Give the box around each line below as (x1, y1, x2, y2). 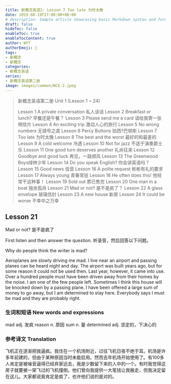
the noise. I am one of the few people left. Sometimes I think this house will (5, 279, 162, 285)
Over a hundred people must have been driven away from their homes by (5, 274, 159, 280)
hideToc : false (5, 26, 38, 32)
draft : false (5, 21, 33, 27)
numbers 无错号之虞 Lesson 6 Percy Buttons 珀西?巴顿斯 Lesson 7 (17, 128, 157, 134)
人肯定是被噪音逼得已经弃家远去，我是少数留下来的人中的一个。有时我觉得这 (5, 361, 166, 367)
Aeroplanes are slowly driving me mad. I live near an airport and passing (5, 257, 157, 263)
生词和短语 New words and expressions (5, 309, 104, 316)
